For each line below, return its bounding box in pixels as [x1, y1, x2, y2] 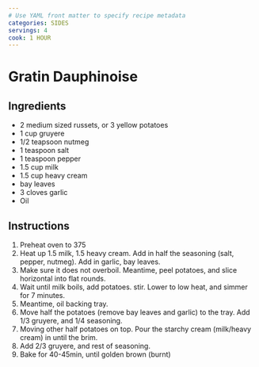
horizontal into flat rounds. [19, 274, 106, 284]
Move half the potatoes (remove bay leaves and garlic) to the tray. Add [19, 308, 251, 317]
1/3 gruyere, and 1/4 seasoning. [19, 316, 123, 326]
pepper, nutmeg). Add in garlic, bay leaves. [19, 257, 161, 266]
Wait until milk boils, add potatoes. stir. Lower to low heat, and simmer [19, 282, 248, 292]
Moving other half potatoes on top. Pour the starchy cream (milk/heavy [19, 324, 252, 334]
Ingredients [8, 99, 67, 113]
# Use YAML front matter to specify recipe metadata [8, 11, 186, 20]
